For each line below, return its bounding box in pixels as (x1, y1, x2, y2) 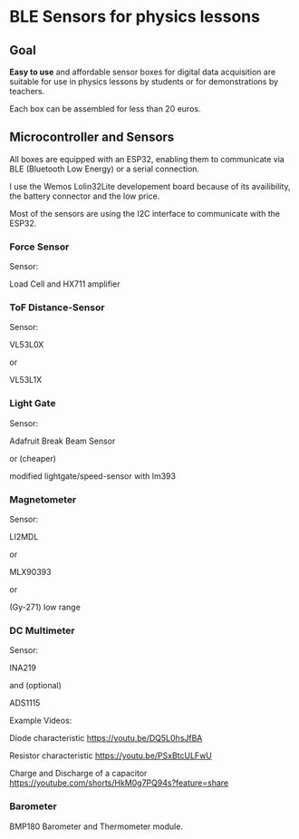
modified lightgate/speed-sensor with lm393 (9, 470, 177, 482)
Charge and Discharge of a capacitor (9, 768, 148, 779)
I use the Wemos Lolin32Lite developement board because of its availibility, (9, 180, 292, 191)
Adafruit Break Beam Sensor (9, 435, 116, 446)
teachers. (9, 86, 45, 96)
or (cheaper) (9, 453, 57, 463)
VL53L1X (9, 375, 43, 385)
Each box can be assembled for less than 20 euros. (9, 103, 201, 114)
